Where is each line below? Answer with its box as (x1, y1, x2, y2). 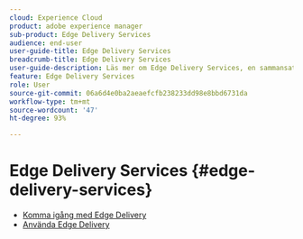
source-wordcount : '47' (9, 106, 99, 115)
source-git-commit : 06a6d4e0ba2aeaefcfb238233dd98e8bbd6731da (9, 88, 248, 97)
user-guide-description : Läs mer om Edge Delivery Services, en (9, 64, 256, 73)
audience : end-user (9, 38, 83, 48)
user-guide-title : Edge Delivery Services (9, 47, 171, 56)
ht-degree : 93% (9, 114, 67, 123)
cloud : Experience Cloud (9, 13, 103, 23)
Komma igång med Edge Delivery (22, 209, 147, 221)
